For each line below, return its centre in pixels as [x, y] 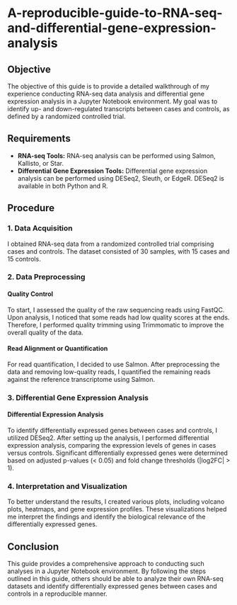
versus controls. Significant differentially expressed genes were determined [118, 453]
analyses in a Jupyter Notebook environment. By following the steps [107, 571]
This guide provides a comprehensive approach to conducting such [106, 564]
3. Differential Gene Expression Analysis [78, 397]
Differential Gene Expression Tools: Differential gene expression [112, 171]
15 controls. [24, 259]
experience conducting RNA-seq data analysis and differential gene [106, 94]
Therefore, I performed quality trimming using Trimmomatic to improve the [116, 324]
